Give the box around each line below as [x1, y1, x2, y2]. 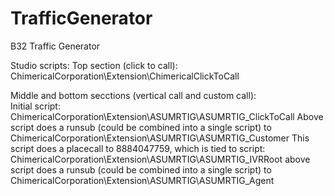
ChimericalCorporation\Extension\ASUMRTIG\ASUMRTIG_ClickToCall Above [10, 110, 324, 122]
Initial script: [10, 100, 61, 112]
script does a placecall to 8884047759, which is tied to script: [10, 142, 266, 154]
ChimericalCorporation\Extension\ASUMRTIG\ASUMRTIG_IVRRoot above [10, 153, 311, 165]
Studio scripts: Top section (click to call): [10, 59, 178, 71]
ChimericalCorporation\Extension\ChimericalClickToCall [10, 70, 240, 82]
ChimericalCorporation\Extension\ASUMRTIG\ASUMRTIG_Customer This [10, 132, 310, 144]
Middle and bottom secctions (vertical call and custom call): [10, 89, 257, 101]
